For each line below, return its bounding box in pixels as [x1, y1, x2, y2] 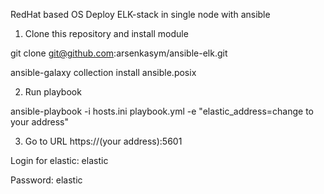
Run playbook [24, 86, 82, 98]
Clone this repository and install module [24, 28, 189, 39]
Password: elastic [10, 174, 83, 186]
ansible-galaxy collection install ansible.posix [10, 67, 197, 78]
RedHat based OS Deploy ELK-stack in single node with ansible [10, 9, 271, 20]
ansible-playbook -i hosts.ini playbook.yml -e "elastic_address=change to [10, 105, 314, 117]
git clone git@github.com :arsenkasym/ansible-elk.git [10, 47, 228, 59]
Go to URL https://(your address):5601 [24, 135, 183, 147]
